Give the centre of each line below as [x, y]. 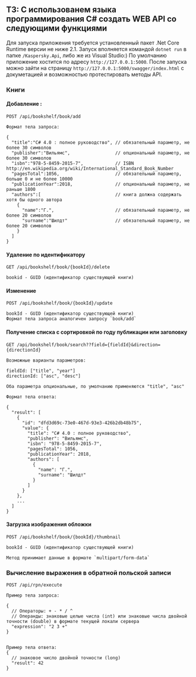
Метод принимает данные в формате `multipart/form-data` [78, 558]
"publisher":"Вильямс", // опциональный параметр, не [101, 153]
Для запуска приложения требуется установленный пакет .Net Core [93, 43]
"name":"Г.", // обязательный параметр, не [106, 210]
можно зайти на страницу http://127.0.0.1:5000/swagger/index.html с [95, 68]
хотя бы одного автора [34, 200]
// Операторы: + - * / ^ [42, 611]
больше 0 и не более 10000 [39, 179]
